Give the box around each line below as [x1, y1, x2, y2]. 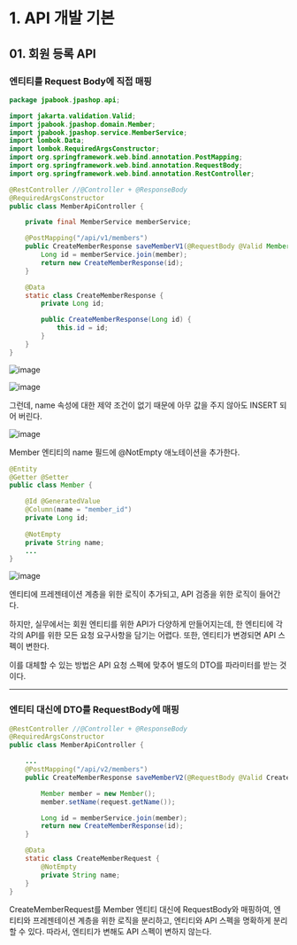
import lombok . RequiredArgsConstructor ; [9, 144, 161, 153]
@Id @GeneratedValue [25, 497, 101, 506]
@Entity [9, 465, 38, 473]
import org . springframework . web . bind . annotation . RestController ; [9, 169, 255, 178]
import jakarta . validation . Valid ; [9, 112, 137, 121]
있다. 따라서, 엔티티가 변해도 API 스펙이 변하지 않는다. [27, 926, 212, 937]
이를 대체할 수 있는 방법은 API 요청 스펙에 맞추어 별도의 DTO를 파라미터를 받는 [9, 660, 278, 670]
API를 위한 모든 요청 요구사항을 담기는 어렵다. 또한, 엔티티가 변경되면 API [25, 630, 277, 641]
